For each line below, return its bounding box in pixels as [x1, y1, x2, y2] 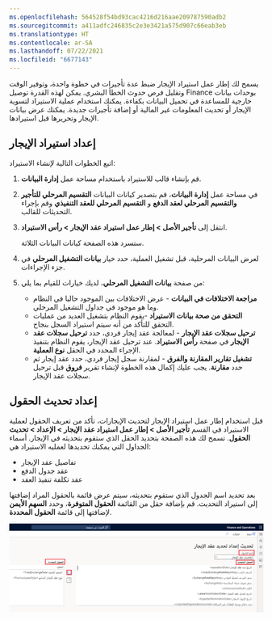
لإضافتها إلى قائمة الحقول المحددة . [9, 507, 112, 517]
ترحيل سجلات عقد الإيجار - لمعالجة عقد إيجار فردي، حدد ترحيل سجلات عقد [32, 327, 256, 337]
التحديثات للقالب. [20, 206, 73, 216]
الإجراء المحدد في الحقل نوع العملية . [32, 344, 141, 355]
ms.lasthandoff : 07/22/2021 [9, 47, 104, 56]
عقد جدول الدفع [20, 466, 69, 475]
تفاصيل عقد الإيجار [20, 457, 77, 466]
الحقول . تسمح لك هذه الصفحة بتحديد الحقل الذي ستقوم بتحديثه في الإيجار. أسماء [9, 432, 251, 442]
